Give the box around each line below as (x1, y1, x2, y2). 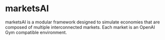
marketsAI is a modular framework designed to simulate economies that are (5, 19, 160, 25)
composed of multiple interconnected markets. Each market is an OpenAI (5, 24, 155, 30)
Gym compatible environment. (5, 29, 67, 35)
